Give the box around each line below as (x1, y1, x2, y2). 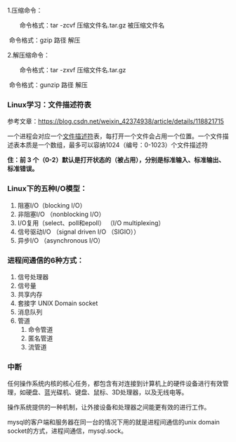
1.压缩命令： (7, 6, 43, 14)
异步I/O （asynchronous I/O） (17, 236, 105, 244)
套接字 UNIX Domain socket (17, 299, 98, 307)
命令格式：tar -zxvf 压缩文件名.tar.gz (19, 66, 126, 74)
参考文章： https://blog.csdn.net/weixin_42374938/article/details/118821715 (7, 117, 225, 126)
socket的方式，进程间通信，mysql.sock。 (7, 427, 128, 435)
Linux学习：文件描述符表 (7, 100, 91, 109)
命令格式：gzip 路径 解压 (8, 36, 81, 44)
